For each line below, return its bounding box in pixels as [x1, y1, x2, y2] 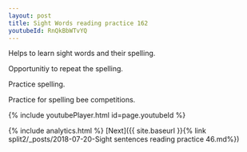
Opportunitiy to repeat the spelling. [8, 64, 124, 74]
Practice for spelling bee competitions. [8, 95, 136, 105]
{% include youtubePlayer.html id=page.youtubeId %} [8, 110, 186, 120]
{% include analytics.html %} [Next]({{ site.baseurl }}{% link [8, 126, 206, 136]
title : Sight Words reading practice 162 [8, 19, 149, 27]
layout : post [8, 11, 52, 20]
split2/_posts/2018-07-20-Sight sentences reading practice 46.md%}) [8, 134, 240, 144]
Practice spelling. [8, 79, 66, 89]
